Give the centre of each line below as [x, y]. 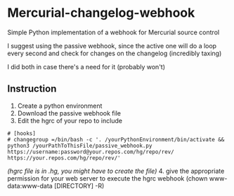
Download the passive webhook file [69, 113]
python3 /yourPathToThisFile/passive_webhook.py [80, 146]
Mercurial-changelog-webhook [101, 13]
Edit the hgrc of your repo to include [70, 120]
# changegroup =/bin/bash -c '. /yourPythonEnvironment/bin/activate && [116, 139]
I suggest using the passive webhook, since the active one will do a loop [112, 45]
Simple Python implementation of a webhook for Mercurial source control [113, 32]
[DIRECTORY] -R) [79, 185]
